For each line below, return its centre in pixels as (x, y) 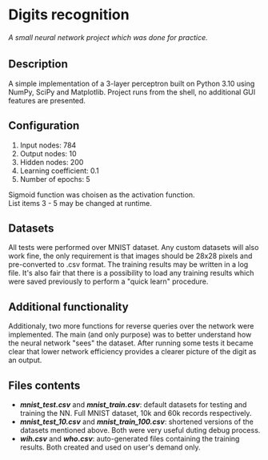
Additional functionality (69, 307)
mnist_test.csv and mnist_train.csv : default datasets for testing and (133, 405)
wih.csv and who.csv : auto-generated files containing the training (130, 439)
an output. (25, 360)
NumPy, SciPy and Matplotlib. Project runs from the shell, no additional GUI (132, 92)
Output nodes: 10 (48, 153)
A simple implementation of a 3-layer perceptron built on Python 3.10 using (132, 83)
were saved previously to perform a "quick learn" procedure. (108, 281)
